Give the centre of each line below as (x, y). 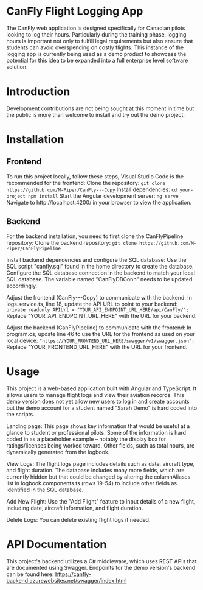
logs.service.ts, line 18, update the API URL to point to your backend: (92, 304)
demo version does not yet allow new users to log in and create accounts (98, 401)
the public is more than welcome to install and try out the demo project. (96, 114)
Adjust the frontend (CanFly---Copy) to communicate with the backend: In (99, 297)
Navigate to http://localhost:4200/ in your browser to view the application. (99, 202)
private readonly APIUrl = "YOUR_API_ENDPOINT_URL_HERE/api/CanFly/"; (98, 310)
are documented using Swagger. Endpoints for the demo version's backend (101, 567)
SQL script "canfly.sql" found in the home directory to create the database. (100, 266)
